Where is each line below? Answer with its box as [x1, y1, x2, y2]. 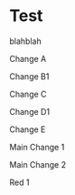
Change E [9, 124, 46, 135]
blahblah [9, 36, 42, 46]
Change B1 [9, 70, 50, 82]
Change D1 [9, 106, 51, 117]
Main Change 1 [9, 141, 65, 152]
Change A [9, 53, 47, 64]
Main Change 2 [9, 159, 66, 169]
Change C [9, 88, 47, 99]
